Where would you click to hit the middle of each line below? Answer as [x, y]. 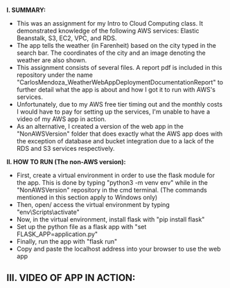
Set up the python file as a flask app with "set [81, 227]
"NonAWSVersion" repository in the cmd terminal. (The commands [112, 190]
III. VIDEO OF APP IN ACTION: [71, 278]
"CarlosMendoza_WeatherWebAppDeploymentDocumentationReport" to [120, 82]
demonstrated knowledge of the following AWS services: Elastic [108, 31]
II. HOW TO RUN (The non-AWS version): [66, 162]
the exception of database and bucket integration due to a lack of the [115, 141]
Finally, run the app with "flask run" [67, 241]
